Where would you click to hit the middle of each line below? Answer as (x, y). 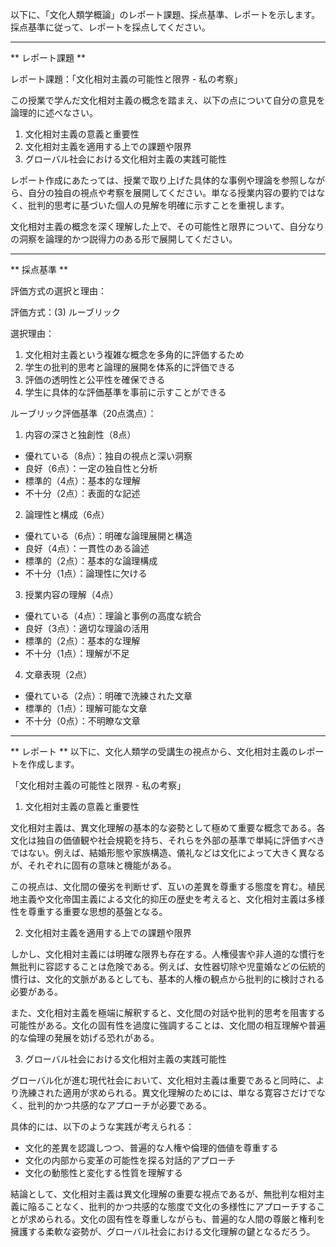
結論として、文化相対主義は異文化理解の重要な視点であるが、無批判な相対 (163, 1194)
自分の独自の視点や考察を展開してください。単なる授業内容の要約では (172, 192)
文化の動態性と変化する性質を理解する (103, 1172)
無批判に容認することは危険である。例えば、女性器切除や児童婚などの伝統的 (168, 966)
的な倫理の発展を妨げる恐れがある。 (85, 1037)
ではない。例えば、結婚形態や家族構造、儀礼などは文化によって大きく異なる (167, 852)
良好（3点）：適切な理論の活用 (87, 628)
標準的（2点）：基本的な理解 (82, 641)
